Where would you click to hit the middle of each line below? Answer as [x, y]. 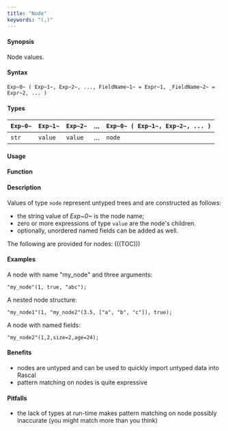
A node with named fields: [44, 325]
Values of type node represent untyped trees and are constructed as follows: [114, 203]
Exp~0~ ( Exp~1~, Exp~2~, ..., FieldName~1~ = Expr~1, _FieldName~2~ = [111, 87]
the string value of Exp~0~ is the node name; [81, 215]
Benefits [19, 352]
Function [20, 172]
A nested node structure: [42, 300]
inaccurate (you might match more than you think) [87, 421]
